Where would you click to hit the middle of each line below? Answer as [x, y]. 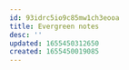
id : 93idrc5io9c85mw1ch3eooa [64, 18]
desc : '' [26, 35]
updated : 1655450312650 [55, 43]
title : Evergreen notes [55, 26]
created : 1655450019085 [55, 52]
